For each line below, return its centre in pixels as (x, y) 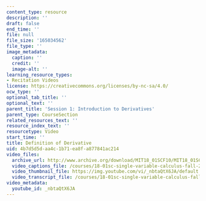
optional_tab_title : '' (37, 97)
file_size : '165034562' (37, 40)
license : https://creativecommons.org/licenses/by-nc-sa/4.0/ (87, 86)
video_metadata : (27, 183)
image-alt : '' (30, 69)
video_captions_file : (40, 166)
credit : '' (26, 63)
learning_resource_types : (39, 75)
